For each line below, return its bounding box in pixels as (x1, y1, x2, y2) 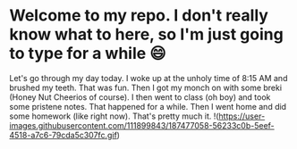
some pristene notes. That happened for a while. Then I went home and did (9, 101, 287, 112)
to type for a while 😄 (9, 44, 167, 63)
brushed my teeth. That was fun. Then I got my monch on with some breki (9, 82, 283, 93)
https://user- (218, 111, 266, 121)
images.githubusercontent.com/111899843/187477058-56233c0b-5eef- (9, 120, 275, 130)
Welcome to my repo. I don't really (9, 5, 268, 26)
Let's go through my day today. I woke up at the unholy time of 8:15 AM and (9, 72, 288, 83)
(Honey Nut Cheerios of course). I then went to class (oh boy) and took (9, 91, 271, 103)
